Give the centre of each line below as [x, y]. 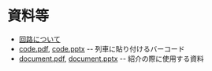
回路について [39, 39]
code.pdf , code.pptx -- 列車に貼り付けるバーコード [102, 48]
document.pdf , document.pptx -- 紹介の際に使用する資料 [111, 59]
